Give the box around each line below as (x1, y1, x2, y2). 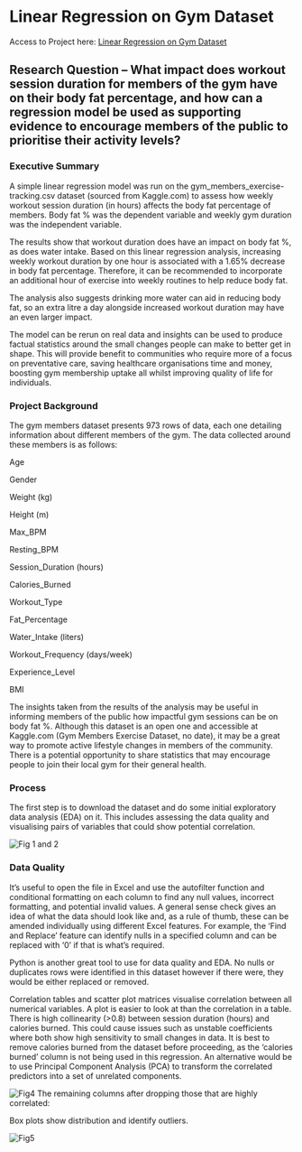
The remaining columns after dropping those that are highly (37, 1088, 259, 1099)
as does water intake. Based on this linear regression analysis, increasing (9, 246, 281, 256)
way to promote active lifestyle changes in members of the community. (9, 739, 273, 750)
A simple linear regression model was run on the (9, 181, 189, 191)
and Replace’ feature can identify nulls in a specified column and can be (9, 930, 278, 941)
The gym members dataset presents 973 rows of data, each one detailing (9, 420, 282, 431)
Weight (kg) (9, 491, 53, 502)
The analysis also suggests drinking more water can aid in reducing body (9, 292, 281, 303)
